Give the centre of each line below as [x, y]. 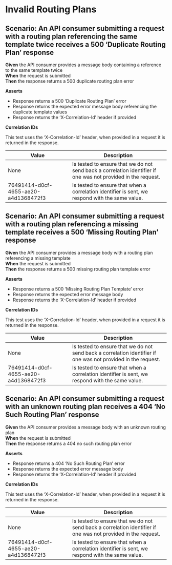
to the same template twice [34, 70]
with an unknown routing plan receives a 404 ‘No [85, 407]
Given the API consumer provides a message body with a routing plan [79, 252]
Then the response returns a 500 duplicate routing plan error [70, 81]
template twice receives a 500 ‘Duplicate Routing [86, 44]
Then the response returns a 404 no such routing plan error [69, 443]
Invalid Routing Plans [51, 9]
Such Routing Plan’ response [52, 415]
